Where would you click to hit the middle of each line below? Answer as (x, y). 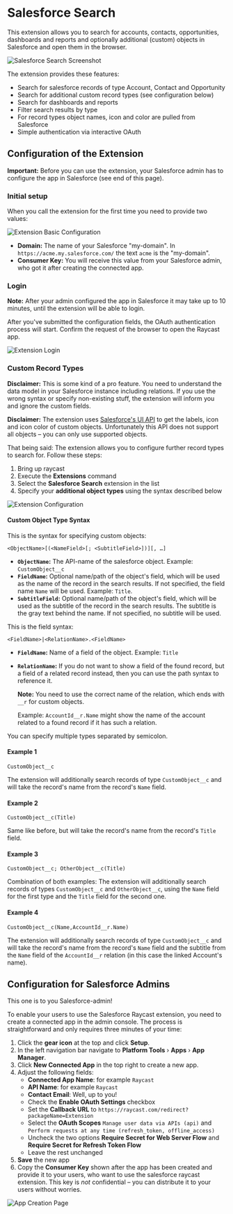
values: (17, 219)
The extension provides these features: (63, 74)
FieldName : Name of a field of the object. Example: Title (98, 652)
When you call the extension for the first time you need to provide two (107, 211)
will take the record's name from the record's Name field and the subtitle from (116, 947)
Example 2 (23, 803)
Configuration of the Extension (75, 154)
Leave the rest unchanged (65, 1153)
